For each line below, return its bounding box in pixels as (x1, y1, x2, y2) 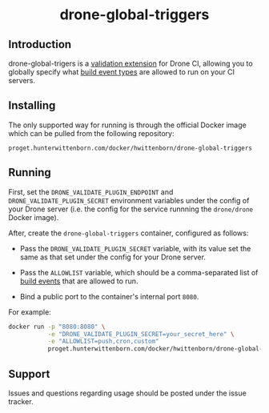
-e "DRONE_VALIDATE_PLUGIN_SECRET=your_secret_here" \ (47, 330, 235, 338)
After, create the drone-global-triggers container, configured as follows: (8, 228, 249, 238)
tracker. (8, 396, 34, 406)
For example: (8, 307, 52, 317)
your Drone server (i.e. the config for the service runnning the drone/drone (8, 204, 254, 214)
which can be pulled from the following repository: (8, 128, 175, 138)
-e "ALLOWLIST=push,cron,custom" (47, 338, 159, 346)
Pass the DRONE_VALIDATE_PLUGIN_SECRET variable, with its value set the (19, 243, 251, 253)
